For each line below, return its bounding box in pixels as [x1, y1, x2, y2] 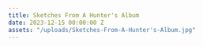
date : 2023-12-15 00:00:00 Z [8, 19, 104, 27]
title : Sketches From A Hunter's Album [8, 11, 140, 19]
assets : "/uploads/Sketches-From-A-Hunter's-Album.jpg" [8, 26, 196, 34]
